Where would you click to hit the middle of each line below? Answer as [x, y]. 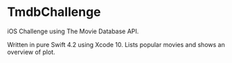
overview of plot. [31, 52]
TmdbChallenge [54, 12]
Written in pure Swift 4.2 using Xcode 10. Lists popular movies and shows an [116, 44]
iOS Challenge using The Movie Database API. [73, 31]
